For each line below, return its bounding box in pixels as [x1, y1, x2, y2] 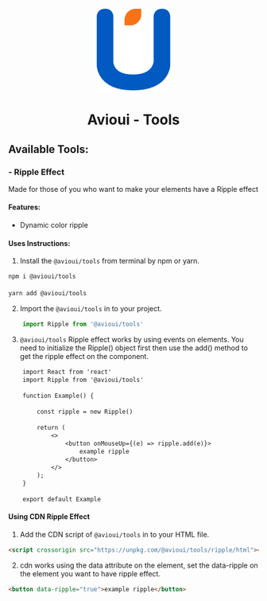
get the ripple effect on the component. [19, 351, 149, 361]
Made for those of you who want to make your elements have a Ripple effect [8, 184, 258, 193]
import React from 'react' [22, 368, 112, 376]
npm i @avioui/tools [8, 272, 77, 281]
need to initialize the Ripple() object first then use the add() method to [19, 343, 249, 353]
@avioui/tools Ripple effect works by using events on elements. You [19, 334, 244, 344]
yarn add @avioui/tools [8, 290, 87, 298]
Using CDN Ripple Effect [8, 512, 90, 521]
